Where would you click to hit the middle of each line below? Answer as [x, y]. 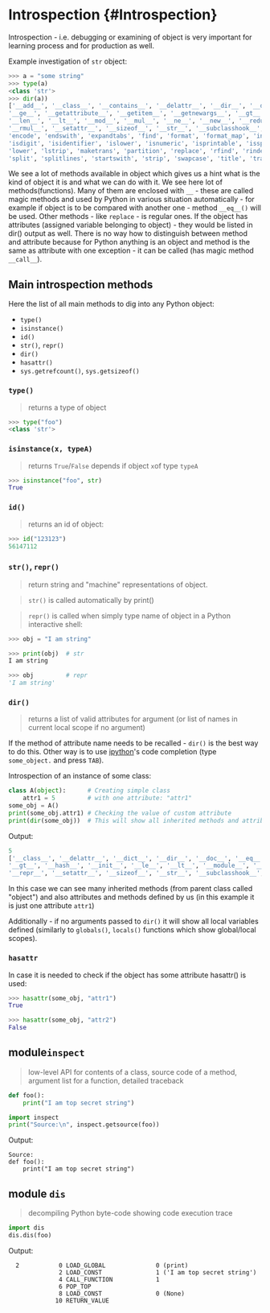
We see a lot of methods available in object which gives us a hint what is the [134, 174]
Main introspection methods [81, 285]
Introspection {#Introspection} [113, 15]
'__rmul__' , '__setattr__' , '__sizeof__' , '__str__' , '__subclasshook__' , [136, 129]
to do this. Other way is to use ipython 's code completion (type [112, 752]
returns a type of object [67, 407]
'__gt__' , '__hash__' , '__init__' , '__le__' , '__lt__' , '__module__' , [129, 866]
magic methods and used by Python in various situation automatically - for [131, 200]
